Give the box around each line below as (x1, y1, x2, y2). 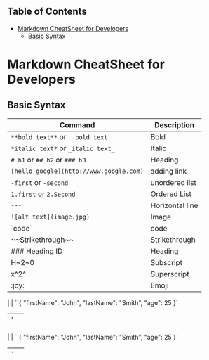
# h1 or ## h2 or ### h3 (11, 155, 86, 165)
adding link (150, 166, 187, 176)
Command (59, 120, 95, 129)
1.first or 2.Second (11, 189, 76, 199)
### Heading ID (11, 246, 63, 256)
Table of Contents (7, 6, 88, 18)
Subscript (150, 257, 183, 267)
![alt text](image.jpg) (11, 212, 90, 221)
